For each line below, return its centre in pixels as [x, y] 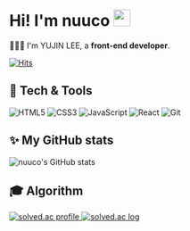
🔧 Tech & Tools [51, 91]
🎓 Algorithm [46, 190]
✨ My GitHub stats [62, 140]
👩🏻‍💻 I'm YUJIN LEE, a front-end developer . [90, 45]
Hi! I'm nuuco [60, 21]
